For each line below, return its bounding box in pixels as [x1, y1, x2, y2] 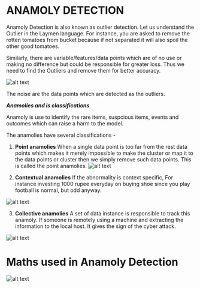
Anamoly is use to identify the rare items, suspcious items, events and [6, 113, 179, 121]
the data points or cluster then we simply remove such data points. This [14, 155, 192, 163]
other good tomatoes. [6, 43, 60, 50]
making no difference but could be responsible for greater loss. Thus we [6, 61, 184, 68]
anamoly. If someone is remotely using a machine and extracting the [14, 216, 184, 223]
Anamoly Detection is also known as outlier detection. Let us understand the [6, 23, 195, 31]
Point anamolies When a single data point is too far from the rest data [14, 143, 187, 150]
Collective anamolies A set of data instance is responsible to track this [14, 209, 190, 217]
